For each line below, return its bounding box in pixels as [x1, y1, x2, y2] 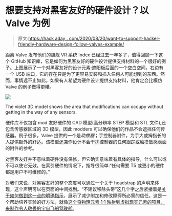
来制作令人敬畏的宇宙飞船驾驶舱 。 [5, 205, 77, 211]
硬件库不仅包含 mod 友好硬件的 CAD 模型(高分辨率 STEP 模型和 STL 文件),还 [5, 119, 166, 125]
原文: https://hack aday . [17, 35, 68, 41]
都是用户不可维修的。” [5, 168, 50, 175]
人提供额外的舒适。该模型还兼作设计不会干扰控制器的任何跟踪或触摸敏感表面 [5, 139, 167, 145]
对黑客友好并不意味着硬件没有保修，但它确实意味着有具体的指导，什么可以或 [5, 156, 167, 162]
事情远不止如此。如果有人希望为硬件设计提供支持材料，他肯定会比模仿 [14, 77, 162, 83]
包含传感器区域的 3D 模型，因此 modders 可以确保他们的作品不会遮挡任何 [5, 126, 161, 132]
